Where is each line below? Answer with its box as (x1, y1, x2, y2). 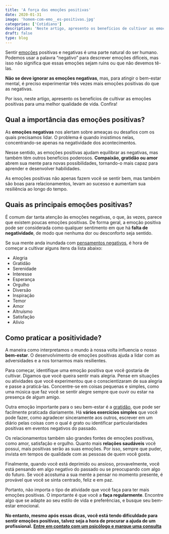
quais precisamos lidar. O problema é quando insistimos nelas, (5, 134, 135, 140)
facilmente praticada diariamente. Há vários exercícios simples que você (5, 409, 158, 416)
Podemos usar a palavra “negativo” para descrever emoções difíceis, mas (5, 54, 159, 60)
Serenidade (12, 265, 37, 272)
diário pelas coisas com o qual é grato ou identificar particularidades (5, 420, 147, 426)
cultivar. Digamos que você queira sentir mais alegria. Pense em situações (5, 373, 159, 379)
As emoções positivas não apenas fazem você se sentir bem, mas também (5, 175, 160, 181)
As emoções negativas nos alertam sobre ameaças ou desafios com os (5, 129, 155, 135)
